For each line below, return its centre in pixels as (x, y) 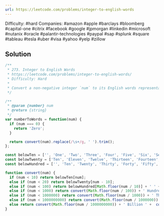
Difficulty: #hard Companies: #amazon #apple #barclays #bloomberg (75, 23)
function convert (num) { (30, 173)
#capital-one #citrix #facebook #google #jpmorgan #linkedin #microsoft (78, 28)
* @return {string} (27, 110)
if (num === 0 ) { (27, 124)
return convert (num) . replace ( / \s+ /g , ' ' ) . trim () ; (62, 142)
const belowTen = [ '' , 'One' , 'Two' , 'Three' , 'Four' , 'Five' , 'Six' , (78, 155)
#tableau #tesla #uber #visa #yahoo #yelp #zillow (55, 39)
